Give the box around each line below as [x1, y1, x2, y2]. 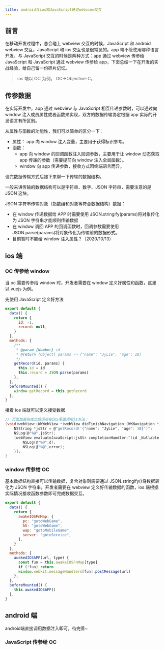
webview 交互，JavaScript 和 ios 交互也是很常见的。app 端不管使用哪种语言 [5, 47, 159, 53]
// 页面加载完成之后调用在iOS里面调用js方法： [5, 417, 89, 422]
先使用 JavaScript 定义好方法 [5, 296, 64, 302]
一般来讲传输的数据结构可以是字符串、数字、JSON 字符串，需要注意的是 [5, 184, 152, 190]
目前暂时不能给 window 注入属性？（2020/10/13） [12, 236, 114, 242]
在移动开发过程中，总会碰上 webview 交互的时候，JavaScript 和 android [5, 40, 151, 47]
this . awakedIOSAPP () [14, 588, 56, 592]
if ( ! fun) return [18, 564, 54, 569]
